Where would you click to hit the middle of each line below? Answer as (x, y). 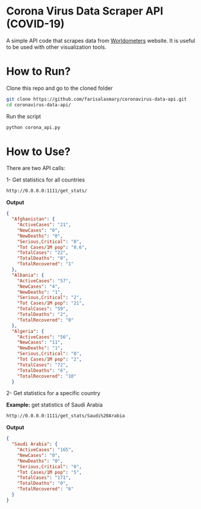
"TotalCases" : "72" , (43, 365)
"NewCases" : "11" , (40, 343)
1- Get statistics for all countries (46, 180)
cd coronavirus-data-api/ (39, 105)
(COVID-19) (36, 24)
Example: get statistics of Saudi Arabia (55, 405)
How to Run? (39, 71)
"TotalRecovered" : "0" (45, 320)
